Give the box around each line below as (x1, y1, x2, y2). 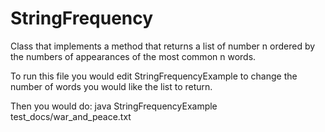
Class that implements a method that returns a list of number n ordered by (10, 40, 316, 52)
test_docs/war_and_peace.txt (10, 110, 132, 122)
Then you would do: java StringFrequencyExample (10, 100, 218, 112)
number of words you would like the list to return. (10, 80, 213, 92)
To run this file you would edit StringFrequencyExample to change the (10, 70, 298, 82)
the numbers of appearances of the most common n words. (10, 50, 257, 62)
